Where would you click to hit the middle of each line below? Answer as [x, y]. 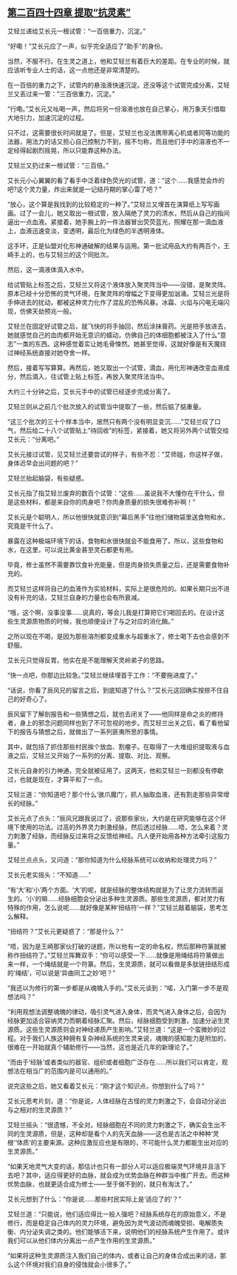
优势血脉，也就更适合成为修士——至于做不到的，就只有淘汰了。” [100, 1184]
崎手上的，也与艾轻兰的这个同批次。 [60, 254]
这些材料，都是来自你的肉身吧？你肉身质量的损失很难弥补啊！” [104, 502]
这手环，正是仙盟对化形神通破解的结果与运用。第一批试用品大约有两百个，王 [119, 245]
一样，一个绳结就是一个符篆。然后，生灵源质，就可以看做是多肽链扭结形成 [121, 964]
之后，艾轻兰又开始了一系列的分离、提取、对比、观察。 [93, 756]
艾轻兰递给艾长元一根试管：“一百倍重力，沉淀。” [77, 31]
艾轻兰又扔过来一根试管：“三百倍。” [58, 165]
